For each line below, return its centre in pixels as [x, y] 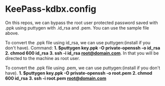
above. [12, 33]
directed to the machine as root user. [42, 58]
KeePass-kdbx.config [51, 9]
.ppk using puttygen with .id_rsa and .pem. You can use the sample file [77, 28]
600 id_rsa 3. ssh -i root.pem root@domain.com [56, 78]
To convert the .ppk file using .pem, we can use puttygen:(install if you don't [83, 68]
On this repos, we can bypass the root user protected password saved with [82, 23]
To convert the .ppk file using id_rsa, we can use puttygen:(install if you [78, 42]
